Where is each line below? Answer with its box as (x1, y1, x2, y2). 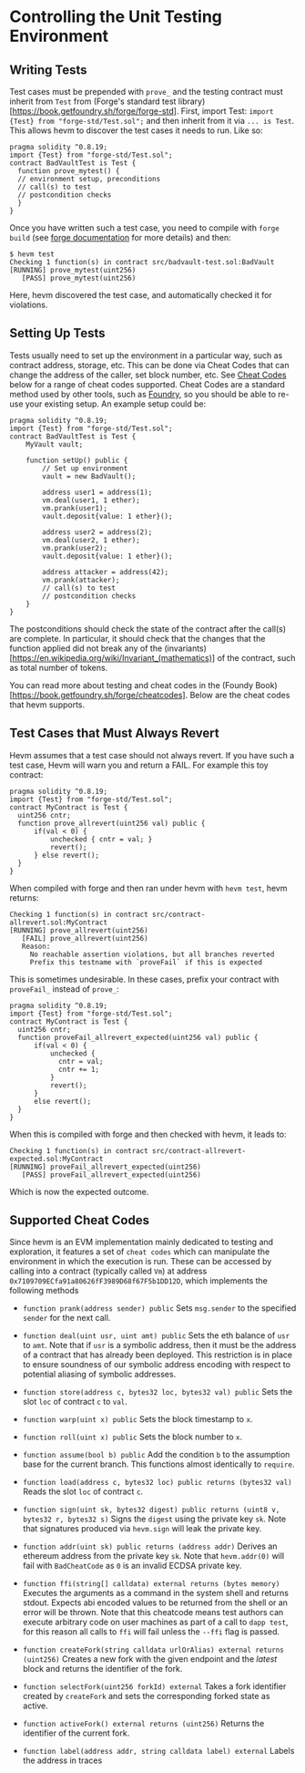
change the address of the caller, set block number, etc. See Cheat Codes (9, 369, 287, 380)
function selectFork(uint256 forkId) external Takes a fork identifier (22, 1681, 287, 1692)
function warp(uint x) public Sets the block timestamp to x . (22, 1414, 253, 1425)
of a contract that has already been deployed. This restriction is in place (22, 1349, 293, 1360)
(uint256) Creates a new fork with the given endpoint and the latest (22, 1654, 278, 1665)
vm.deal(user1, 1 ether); (42, 495, 141, 505)
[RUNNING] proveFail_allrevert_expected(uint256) (9, 1162, 202, 1171)
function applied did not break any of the (9, 643, 163, 654)
